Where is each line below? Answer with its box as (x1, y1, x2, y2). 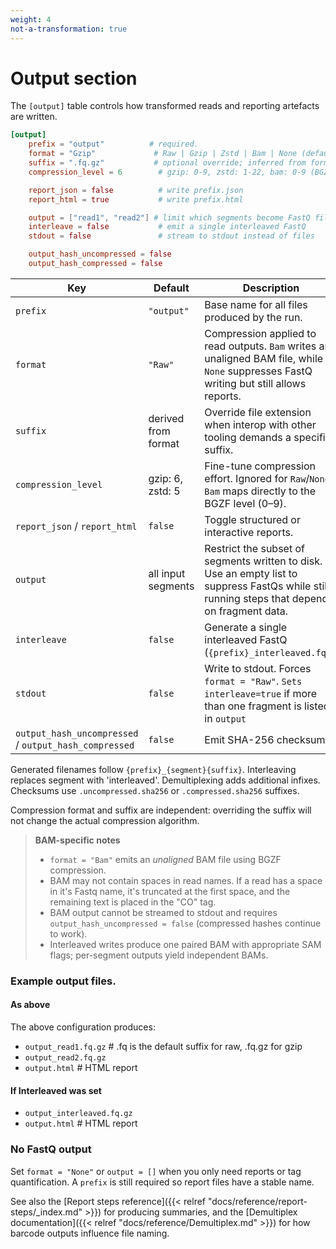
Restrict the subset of (204, 541, 305, 555)
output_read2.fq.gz (24, 1053, 107, 1063)
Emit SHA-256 (204, 732, 275, 746)
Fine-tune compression (204, 459, 317, 473)
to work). (49, 927, 88, 940)
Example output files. (10, 974, 117, 988)
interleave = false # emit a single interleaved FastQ (28, 222, 307, 232)
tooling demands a (204, 430, 292, 444)
